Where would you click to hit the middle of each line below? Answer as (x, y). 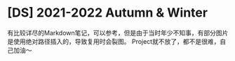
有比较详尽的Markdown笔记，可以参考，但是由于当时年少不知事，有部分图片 (118, 33)
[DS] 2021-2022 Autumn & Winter (108, 13)
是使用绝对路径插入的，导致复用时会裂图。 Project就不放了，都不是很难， (114, 41)
